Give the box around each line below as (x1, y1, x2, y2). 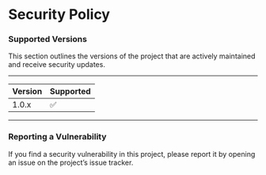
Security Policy (8, 6, 111, 24)
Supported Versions (8, 34, 87, 45)
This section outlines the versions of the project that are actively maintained (8, 51, 256, 61)
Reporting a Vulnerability (8, 132, 107, 143)
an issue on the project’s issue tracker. (8, 158, 134, 167)
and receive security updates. (8, 60, 105, 69)
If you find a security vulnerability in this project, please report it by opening (8, 149, 256, 158)
